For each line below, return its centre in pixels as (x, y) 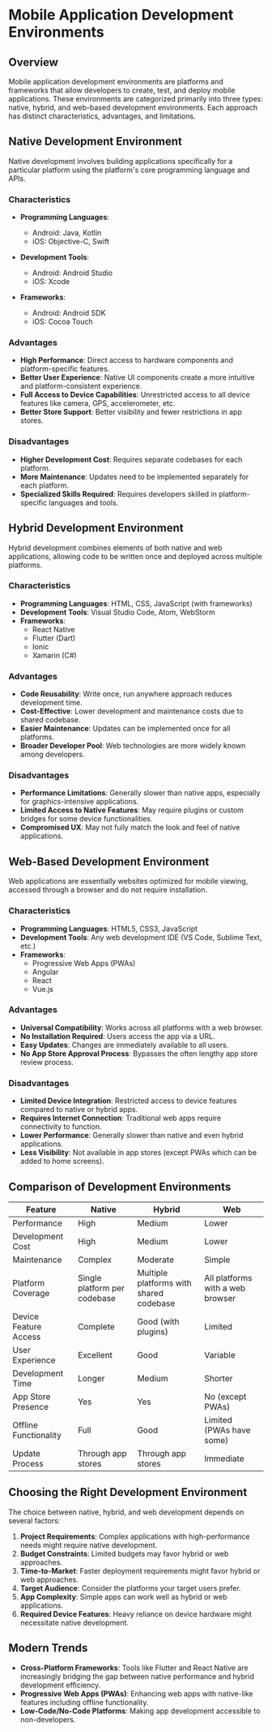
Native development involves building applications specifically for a (121, 161)
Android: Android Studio (72, 273)
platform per (102, 1288)
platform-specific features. (65, 369)
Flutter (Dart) (54, 638)
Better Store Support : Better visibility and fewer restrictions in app (131, 412)
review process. (47, 1062)
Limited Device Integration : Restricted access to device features (128, 1101)
